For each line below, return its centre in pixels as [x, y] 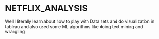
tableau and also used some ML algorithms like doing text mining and [74, 26]
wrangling [15, 31]
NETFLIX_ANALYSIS [46, 8]
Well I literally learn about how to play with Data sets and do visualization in [80, 21]
